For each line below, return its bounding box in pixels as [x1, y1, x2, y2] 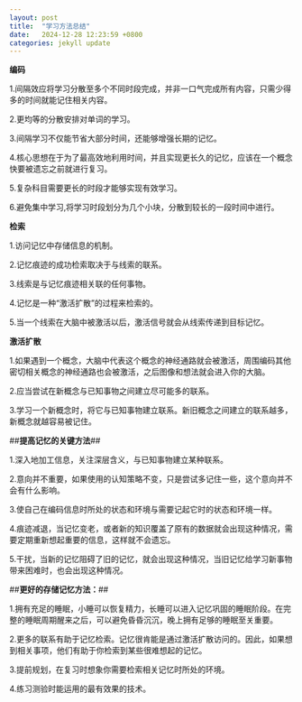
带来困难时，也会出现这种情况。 [9, 565, 128, 576]
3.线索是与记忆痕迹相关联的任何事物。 [9, 279, 151, 290]
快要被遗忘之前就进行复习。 [9, 163, 113, 174]
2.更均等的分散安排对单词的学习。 [9, 114, 135, 125]
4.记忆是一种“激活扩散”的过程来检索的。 [9, 298, 158, 309]
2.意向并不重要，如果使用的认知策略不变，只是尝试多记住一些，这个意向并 [9, 474, 286, 485]
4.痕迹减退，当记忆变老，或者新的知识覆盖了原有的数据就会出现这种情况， [9, 523, 286, 534]
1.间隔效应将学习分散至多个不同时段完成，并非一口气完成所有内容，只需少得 [9, 83, 291, 95]
